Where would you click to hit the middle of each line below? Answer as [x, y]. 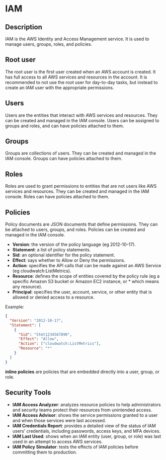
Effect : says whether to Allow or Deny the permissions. [69, 260]
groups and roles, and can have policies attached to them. [65, 126]
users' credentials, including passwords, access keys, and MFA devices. [86, 431]
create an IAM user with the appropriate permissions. [60, 87]
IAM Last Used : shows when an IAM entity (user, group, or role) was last [87, 436]
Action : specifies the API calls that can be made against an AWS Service [87, 266]
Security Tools [28, 393]
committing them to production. [44, 452]
